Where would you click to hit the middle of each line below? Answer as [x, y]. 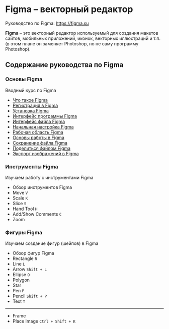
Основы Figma [24, 79]
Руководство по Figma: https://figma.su [47, 23]
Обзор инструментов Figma [42, 187]
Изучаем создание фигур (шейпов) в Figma [52, 243]
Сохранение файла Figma [40, 143]
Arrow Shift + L [29, 269]
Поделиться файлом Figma [41, 148]
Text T [19, 301]
